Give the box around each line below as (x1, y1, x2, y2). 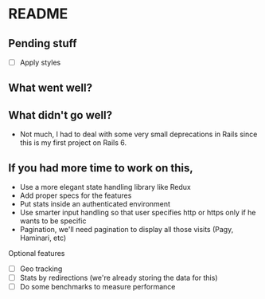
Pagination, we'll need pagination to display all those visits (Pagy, (19, 225, 234, 234)
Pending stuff (8, 37, 77, 50)
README (8, 5, 68, 23)
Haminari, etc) (19, 233, 67, 243)
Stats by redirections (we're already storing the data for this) (19, 273, 218, 283)
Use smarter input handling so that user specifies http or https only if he (19, 208, 256, 218)
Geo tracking (19, 264, 63, 273)
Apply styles (19, 57, 61, 67)
